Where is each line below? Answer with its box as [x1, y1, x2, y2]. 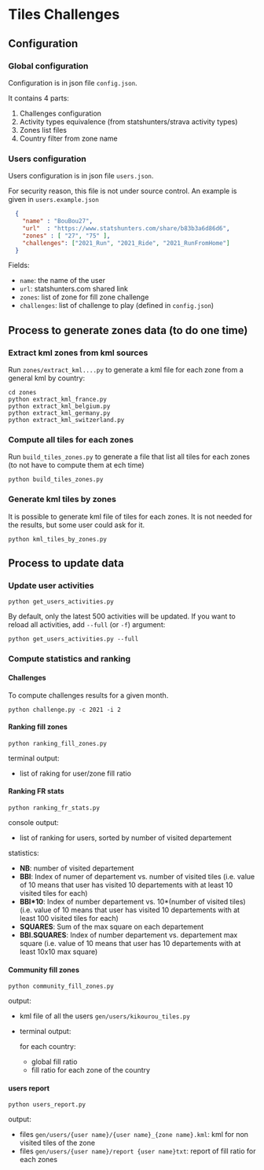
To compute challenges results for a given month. [8, 690, 169, 700]
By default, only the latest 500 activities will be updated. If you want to [8, 611, 236, 622]
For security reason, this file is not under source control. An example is [8, 186, 237, 196]
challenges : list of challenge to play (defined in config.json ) [19, 301, 214, 310]
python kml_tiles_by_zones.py [8, 535, 108, 543]
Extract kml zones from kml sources [8, 347, 148, 358]
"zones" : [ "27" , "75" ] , [22, 232, 111, 240]
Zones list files [19, 125, 67, 134]
